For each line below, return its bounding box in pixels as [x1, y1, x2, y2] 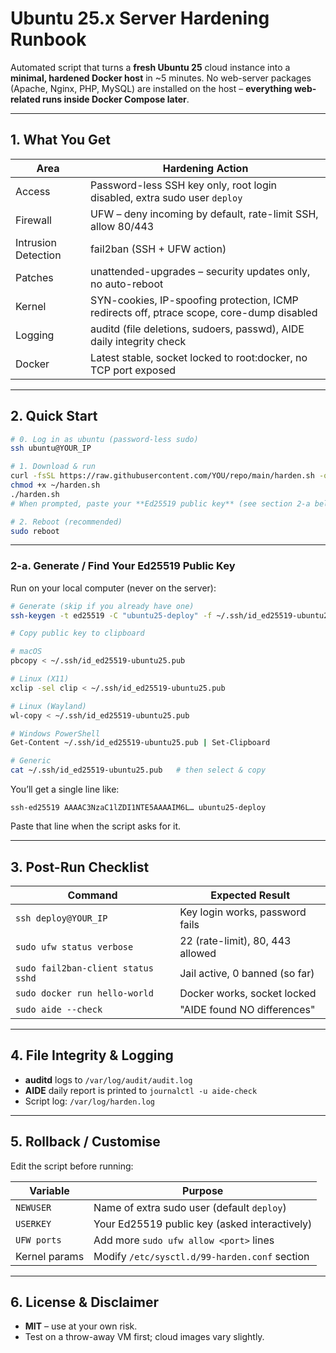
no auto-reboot [90, 277, 164, 291]
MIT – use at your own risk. [24, 1320, 138, 1332]
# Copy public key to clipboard [10, 628, 145, 639]
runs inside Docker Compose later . [42, 93, 190, 105]
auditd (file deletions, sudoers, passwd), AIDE [90, 322, 305, 336]
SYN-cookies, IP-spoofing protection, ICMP [90, 293, 299, 307]
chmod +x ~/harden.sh [10, 480, 101, 491]
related [10, 93, 41, 105]
